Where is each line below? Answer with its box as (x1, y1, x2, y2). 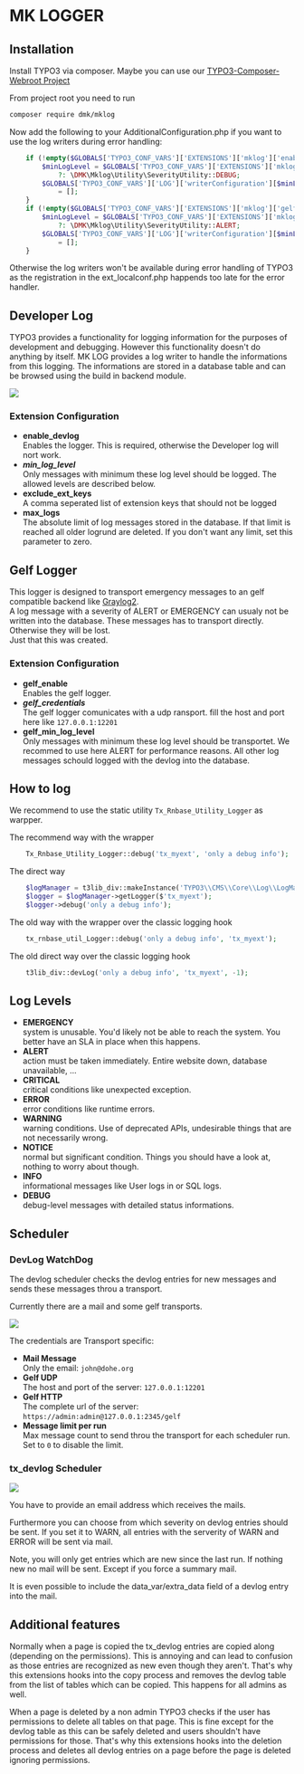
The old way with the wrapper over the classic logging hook (9, 916, 233, 928)
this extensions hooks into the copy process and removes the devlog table (9, 1670, 287, 1681)
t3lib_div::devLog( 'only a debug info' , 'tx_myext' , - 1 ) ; (25, 968, 249, 978)
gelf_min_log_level (22, 726, 95, 737)
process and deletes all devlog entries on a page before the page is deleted (9, 1745, 291, 1756)
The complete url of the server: (22, 1401, 139, 1412)
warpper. (9, 815, 43, 825)
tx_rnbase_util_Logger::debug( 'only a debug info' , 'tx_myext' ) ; (25, 934, 278, 943)
